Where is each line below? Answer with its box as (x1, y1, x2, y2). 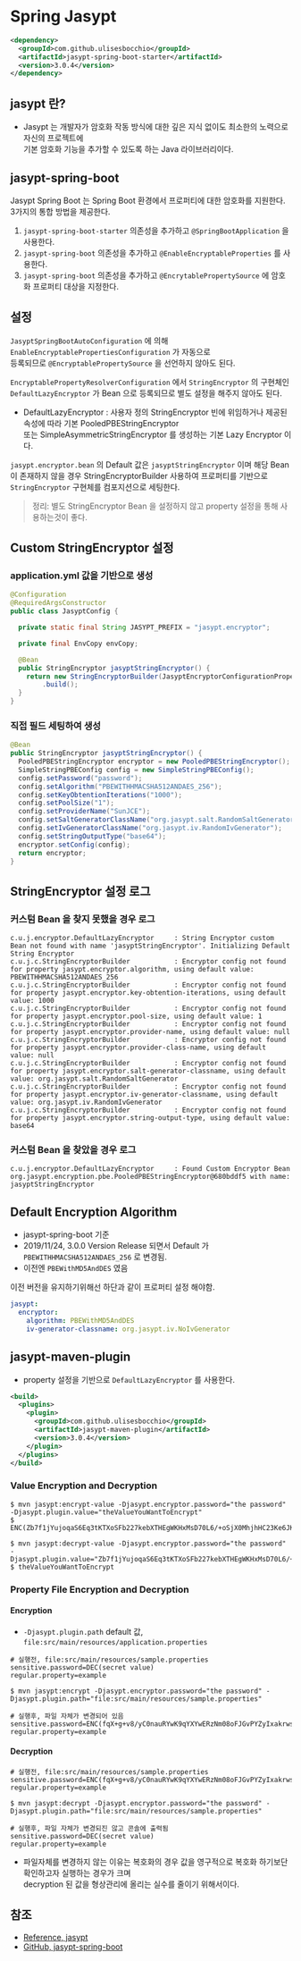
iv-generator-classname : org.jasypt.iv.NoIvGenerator (26, 1325, 230, 1334)
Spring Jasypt (10, 6, 117, 27)
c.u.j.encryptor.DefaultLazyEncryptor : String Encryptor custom (10, 934, 275, 943)
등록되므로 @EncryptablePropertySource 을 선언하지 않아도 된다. (10, 358, 236, 368)
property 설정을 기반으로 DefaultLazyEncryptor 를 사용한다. (22, 1374, 236, 1384)
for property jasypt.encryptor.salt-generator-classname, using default (10, 1066, 287, 1076)
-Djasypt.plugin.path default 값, (22, 1626, 144, 1637)
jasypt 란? (10, 96, 66, 111)
